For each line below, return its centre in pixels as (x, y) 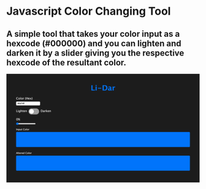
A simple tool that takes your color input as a (93, 34)
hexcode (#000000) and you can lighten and (94, 43)
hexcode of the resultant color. (67, 62)
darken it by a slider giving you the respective (95, 53)
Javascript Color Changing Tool (89, 11)
